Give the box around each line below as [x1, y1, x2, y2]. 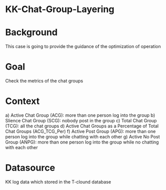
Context [5, 96, 40, 107]
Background [5, 27, 58, 38]
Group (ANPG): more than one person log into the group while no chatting [5, 139, 159, 145]
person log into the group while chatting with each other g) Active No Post [5, 134, 160, 139]
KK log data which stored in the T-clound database [5, 178, 111, 185]
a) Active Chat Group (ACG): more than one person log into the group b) [5, 112, 155, 118]
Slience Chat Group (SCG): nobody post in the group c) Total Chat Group [5, 118, 157, 123]
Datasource [5, 162, 56, 174]
